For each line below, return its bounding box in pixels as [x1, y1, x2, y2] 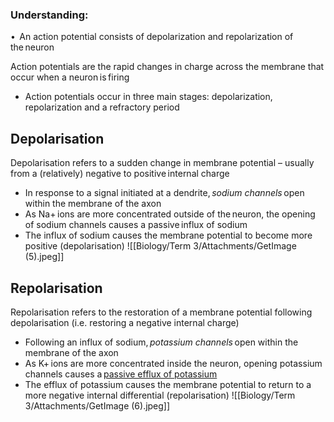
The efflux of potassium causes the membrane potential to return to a [24, 378, 312, 390]
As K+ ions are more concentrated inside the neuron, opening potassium [24, 357, 323, 369]
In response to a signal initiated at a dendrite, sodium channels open [24, 187, 305, 199]
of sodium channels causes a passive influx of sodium [24, 219, 248, 231]
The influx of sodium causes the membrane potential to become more [24, 229, 313, 242]
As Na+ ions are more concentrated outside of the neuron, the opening [24, 208, 316, 220]
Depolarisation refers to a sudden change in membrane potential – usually [10, 157, 315, 169]
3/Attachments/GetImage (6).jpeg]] [24, 399, 171, 412]
